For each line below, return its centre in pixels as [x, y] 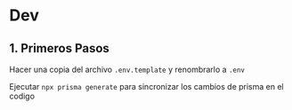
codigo [22, 96]
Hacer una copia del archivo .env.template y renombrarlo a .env [127, 69]
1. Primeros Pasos [59, 48]
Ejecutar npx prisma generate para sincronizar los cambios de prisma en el [146, 86]
